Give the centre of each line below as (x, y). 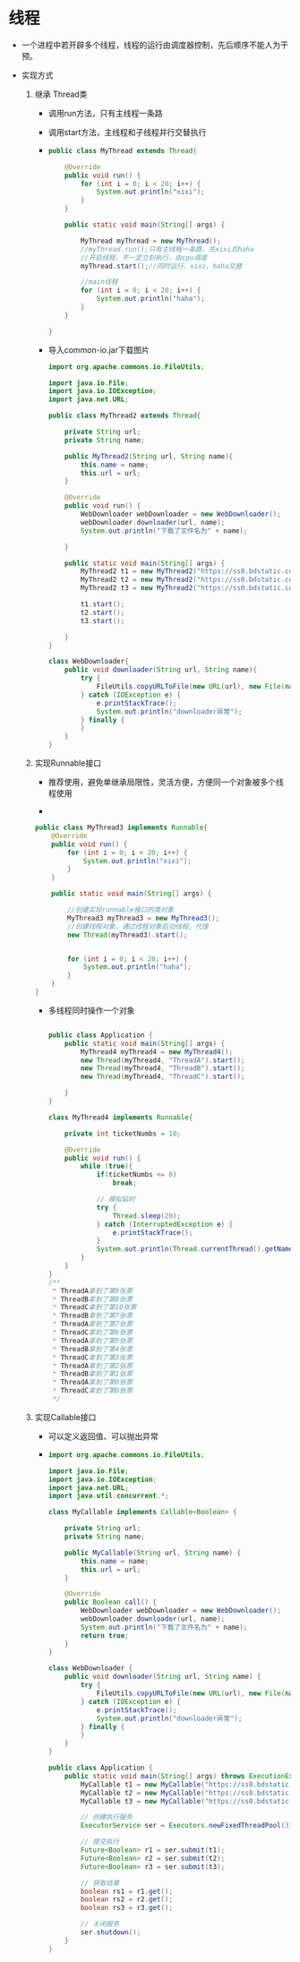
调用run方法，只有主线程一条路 (105, 113)
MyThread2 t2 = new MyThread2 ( (139, 580)
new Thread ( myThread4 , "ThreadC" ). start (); (163, 1077)
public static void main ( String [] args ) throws (155, 1776)
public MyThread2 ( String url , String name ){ (149, 456)
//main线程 (99, 282)
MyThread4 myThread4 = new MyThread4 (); (157, 1052)
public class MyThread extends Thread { (123, 150)
